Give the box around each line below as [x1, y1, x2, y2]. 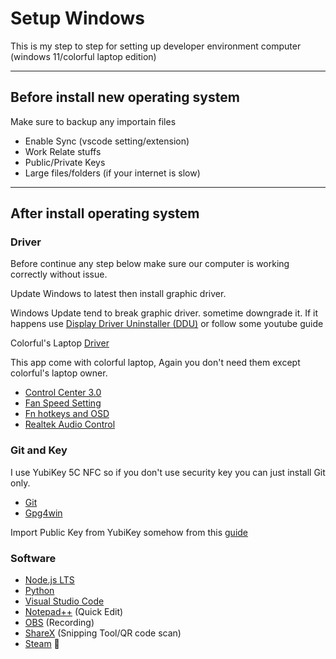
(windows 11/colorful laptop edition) [10, 50, 157, 62]
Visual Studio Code [24, 595, 105, 607]
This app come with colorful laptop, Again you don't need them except [10, 357, 301, 369]
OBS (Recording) [24, 617, 95, 629]
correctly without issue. [10, 268, 108, 281]
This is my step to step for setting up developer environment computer [10, 40, 302, 52]
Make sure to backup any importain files [10, 115, 177, 127]
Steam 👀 [24, 638, 60, 650]
